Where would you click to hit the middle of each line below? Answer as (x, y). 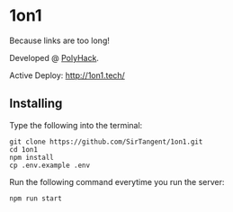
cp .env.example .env (50, 165)
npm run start (36, 199)
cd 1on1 (24, 149)
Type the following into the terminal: (76, 125)
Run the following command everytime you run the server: (117, 181)
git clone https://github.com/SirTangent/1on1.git (106, 141)
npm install (31, 157)
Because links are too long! (59, 40)
